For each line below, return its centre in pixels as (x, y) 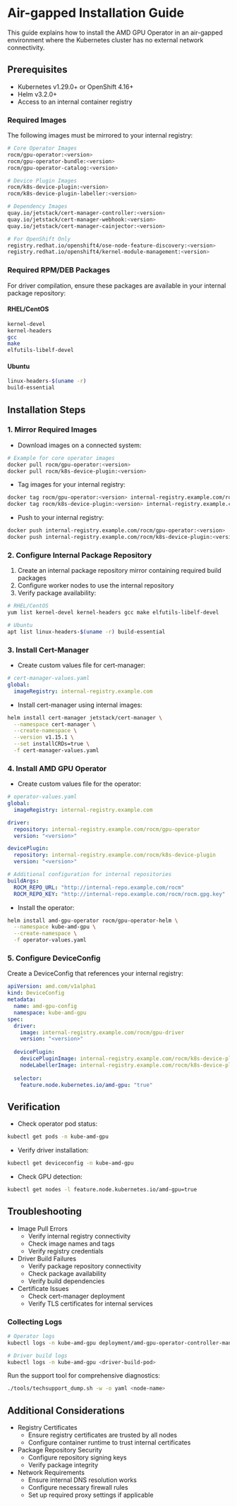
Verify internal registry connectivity (79, 1236)
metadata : (22, 1000)
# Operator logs (31, 1336)
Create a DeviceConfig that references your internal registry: (95, 973)
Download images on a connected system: (79, 445)
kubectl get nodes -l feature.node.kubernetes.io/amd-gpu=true (102, 1189)
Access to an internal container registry (75, 102)
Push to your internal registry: (61, 518)
